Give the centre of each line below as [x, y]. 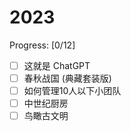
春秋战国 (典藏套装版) [67, 78]
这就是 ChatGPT [57, 65]
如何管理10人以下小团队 [72, 91]
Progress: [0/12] [42, 45]
